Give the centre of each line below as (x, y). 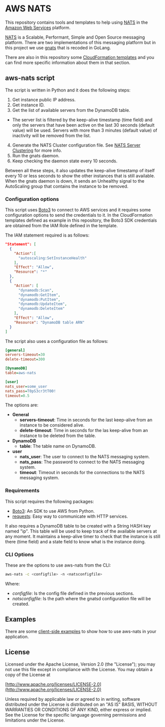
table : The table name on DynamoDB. (58, 446)
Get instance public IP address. (44, 99)
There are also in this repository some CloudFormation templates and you (80, 57)
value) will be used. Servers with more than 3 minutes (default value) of (85, 130)
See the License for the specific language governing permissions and (76, 715)
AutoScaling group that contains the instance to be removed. (67, 186)
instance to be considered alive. (52, 425)
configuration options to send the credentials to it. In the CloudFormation (79, 215)
